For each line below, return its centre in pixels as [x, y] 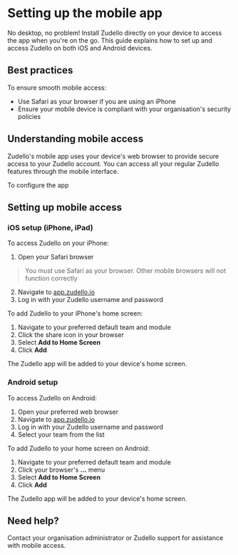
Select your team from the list [61, 434]
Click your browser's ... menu [61, 470]
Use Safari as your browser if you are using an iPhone [97, 101]
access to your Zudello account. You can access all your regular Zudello [113, 164]
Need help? [33, 520]
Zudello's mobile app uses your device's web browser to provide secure [113, 156]
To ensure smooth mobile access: [57, 88]
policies [29, 116]
